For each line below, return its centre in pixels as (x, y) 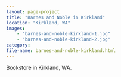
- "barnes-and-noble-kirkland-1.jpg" (64, 34)
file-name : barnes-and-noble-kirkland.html (61, 51)
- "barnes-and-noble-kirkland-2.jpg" (64, 39)
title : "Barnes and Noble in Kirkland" (56, 17)
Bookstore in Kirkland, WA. (39, 67)
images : (16, 28)
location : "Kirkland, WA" (38, 23)
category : (18, 45)
